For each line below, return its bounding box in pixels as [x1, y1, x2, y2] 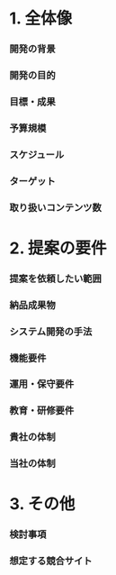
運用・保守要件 [9, 378, 75, 390]
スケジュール [9, 148, 65, 160]
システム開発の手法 [9, 325, 93, 338]
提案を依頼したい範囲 [9, 272, 102, 285]
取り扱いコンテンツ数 [9, 201, 102, 214]
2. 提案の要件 [9, 238, 107, 258]
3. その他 [9, 494, 76, 515]
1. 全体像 [9, 8, 73, 29]
